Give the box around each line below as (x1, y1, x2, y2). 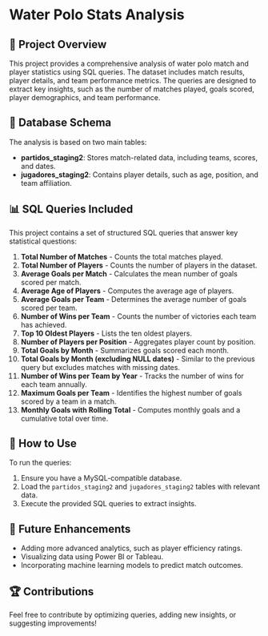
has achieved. (20, 320, 67, 329)
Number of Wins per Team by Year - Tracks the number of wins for (20, 371, 245, 380)
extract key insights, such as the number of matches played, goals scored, (9, 84, 254, 94)
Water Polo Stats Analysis (9, 6, 185, 24)
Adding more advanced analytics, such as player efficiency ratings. (20, 543, 243, 553)
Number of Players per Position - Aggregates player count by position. (20, 336, 256, 346)
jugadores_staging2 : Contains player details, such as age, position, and (20, 170, 259, 179)
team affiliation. (20, 178, 72, 187)
